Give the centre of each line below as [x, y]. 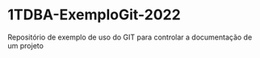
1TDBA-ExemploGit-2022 [94, 15]
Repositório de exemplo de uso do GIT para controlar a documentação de [130, 37]
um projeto [25, 45]
